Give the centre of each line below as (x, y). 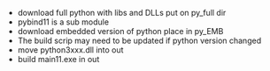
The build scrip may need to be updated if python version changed (139, 40)
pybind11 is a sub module (63, 22)
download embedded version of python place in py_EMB (120, 31)
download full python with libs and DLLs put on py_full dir (122, 13)
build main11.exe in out (58, 59)
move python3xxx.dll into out (70, 50)
